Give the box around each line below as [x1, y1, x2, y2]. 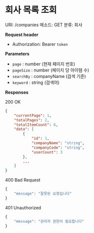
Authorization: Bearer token [12, 41, 68, 47]
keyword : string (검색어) [12, 79, 60, 85]
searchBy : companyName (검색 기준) [12, 73, 86, 79]
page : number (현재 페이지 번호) [12, 61, 75, 67]
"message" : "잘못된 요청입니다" [14, 191, 72, 196]
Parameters [5, 50, 30, 57]
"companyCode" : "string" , [31, 145, 85, 150]
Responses [5, 89, 29, 95]
